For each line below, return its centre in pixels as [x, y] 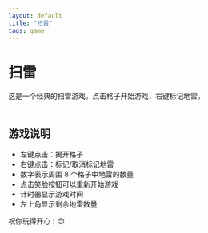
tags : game [26, 30]
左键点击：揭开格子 [52, 154]
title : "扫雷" [31, 23]
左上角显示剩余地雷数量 [58, 204]
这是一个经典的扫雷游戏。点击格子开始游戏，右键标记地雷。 [106, 96]
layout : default [35, 16]
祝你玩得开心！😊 [37, 221]
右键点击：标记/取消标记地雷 [67, 164]
